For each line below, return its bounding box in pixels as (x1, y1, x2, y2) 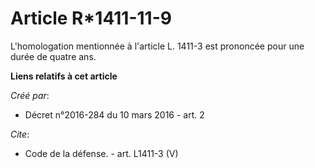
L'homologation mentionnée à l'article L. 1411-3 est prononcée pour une (10, 40, 305, 52)
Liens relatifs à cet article (10, 70, 118, 82)
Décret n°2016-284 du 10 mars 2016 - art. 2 (24, 108, 205, 121)
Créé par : (10, 89, 50, 101)
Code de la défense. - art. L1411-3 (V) (24, 147, 179, 159)
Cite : (10, 128, 30, 140)
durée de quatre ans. (10, 50, 97, 62)
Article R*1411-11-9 (10, 7, 172, 30)
